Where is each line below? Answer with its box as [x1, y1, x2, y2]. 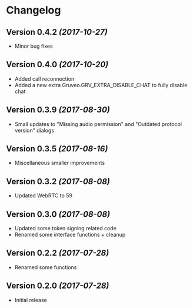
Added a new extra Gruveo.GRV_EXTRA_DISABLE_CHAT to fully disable [14, 81, 188, 88]
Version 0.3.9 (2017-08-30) [6, 105, 110, 115]
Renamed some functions [14, 263, 77, 271]
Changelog [6, 4, 61, 17]
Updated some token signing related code [14, 225, 117, 232]
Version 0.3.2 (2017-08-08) [6, 176, 110, 186]
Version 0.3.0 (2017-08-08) [6, 209, 111, 219]
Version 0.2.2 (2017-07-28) [6, 248, 109, 258]
